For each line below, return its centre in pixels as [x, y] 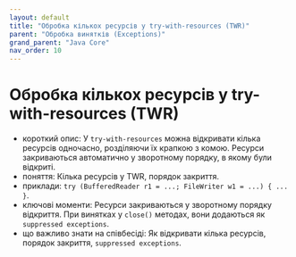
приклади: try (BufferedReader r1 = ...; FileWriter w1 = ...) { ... [155, 186]
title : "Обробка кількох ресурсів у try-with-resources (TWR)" [130, 26]
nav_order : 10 [36, 51]
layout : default [39, 17]
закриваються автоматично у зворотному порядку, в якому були [147, 158]
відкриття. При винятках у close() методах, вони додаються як [144, 214]
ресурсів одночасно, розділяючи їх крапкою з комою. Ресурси [143, 148]
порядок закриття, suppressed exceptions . [101, 243]
